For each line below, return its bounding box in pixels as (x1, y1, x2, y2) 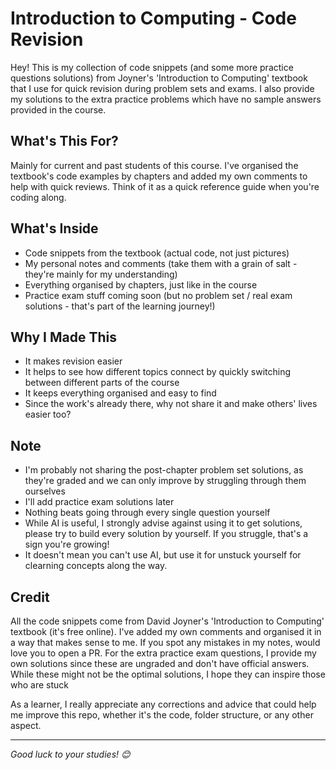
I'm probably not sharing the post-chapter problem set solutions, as (24, 464, 304, 476)
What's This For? (10, 133, 119, 150)
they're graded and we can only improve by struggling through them (24, 475, 307, 487)
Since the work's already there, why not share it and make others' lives (24, 398, 318, 410)
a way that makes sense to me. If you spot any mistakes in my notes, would (10, 637, 321, 648)
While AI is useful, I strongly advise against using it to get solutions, (24, 517, 303, 529)
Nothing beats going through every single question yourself (24, 507, 271, 519)
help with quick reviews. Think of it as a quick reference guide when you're (10, 180, 320, 192)
